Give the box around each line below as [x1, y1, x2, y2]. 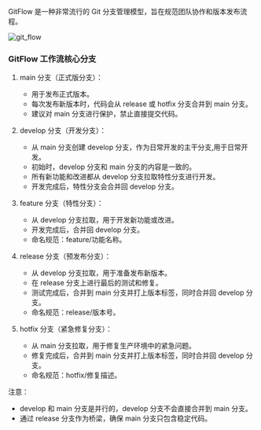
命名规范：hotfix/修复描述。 [31, 370, 122, 380]
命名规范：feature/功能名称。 [31, 235, 127, 244]
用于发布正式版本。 [31, 90, 94, 99]
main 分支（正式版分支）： [19, 73, 104, 83]
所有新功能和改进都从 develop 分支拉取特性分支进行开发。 [31, 172, 220, 182]
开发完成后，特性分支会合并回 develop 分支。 [31, 182, 179, 191]
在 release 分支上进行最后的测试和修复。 [31, 278, 163, 288]
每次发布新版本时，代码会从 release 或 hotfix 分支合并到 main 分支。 [31, 99, 253, 108]
